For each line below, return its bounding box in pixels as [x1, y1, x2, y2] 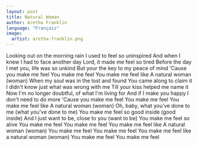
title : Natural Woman [6, 14, 60, 20]
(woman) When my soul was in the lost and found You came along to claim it [6, 77, 193, 84]
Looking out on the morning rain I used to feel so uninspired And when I [6, 52, 181, 59]
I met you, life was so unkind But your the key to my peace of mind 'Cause [6, 65, 187, 71]
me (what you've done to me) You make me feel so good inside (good [6, 108, 176, 115]
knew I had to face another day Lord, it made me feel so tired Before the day [6, 58, 192, 65]
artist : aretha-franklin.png [11, 36, 83, 42]
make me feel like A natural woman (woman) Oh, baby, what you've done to [6, 102, 190, 109]
